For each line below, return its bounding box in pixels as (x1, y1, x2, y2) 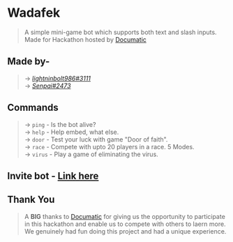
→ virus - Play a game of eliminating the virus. (24, 150, 158, 158)
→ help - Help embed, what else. (24, 128, 119, 136)
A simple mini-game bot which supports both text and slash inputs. (24, 28, 218, 36)
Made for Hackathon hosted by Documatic (24, 35, 146, 43)
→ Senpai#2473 (24, 82, 71, 90)
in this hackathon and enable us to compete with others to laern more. (24, 220, 226, 228)
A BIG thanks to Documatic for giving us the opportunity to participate (24, 212, 225, 220)
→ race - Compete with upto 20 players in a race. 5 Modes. (24, 142, 195, 151)
